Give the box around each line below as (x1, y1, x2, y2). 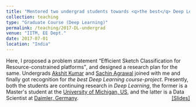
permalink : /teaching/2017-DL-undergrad (6, 25, 106, 31)
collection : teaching (6, 14, 59, 20)
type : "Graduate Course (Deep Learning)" (6, 19, 108, 25)
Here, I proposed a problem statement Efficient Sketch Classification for (6, 57, 181, 64)
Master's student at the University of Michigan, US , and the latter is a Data (6, 88, 185, 95)
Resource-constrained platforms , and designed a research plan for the (6, 63, 178, 70)
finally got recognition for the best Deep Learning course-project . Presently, (6, 75, 188, 82)
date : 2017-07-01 (6, 36, 48, 42)
